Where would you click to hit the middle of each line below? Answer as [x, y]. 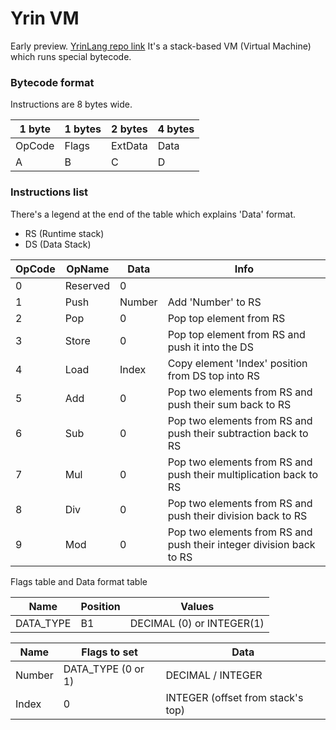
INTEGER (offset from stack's [234, 697]
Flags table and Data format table [79, 581]
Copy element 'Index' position [237, 363]
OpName [88, 269]
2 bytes [129, 129]
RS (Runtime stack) [64, 233]
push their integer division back [241, 544]
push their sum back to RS [229, 404]
